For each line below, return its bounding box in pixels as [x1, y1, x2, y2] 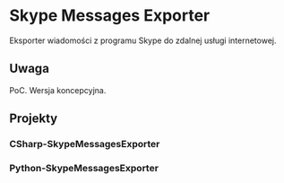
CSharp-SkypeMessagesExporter [9, 138, 160, 151]
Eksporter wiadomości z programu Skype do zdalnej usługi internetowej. [9, 35, 277, 46]
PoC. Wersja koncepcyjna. [9, 84, 107, 95]
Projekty [9, 111, 58, 126]
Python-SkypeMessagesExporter [9, 161, 159, 174]
